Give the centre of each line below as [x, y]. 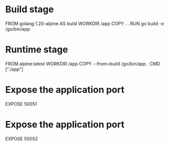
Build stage [30, 9]
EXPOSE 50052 [22, 138]
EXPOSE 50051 [21, 104]
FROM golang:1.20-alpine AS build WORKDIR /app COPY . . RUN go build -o [85, 23]
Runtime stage [37, 50]
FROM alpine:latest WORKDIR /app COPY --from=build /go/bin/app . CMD [83, 64]
